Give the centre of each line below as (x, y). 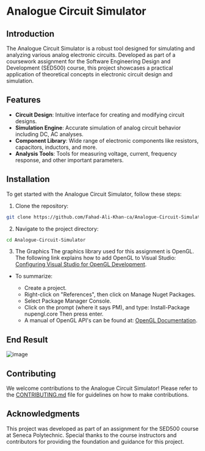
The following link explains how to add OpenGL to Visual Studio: (95, 258)
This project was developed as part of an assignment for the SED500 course (103, 428)
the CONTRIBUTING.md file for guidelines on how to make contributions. (98, 395)
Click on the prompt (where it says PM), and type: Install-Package (107, 308)
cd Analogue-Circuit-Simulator (46, 240)
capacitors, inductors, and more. (56, 147)
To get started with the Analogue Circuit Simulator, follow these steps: (94, 194)
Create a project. (45, 288)
